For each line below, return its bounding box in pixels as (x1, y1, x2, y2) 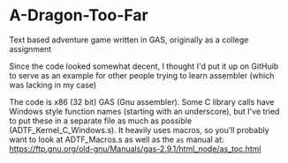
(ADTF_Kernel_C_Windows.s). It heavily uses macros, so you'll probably (9, 124, 269, 135)
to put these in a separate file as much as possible (9, 115, 193, 126)
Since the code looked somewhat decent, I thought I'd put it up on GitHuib (9, 61, 279, 71)
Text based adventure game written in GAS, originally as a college (9, 34, 249, 45)
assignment (9, 43, 52, 54)
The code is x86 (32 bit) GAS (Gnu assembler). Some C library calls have (9, 96, 275, 107)
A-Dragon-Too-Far (9, 5, 148, 26)
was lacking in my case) (9, 79, 97, 90)
